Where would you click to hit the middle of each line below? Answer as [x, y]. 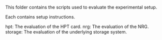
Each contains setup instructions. [40, 17]
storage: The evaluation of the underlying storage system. [66, 32]
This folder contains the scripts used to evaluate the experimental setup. [81, 7]
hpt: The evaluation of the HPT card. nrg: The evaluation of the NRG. [77, 26]
